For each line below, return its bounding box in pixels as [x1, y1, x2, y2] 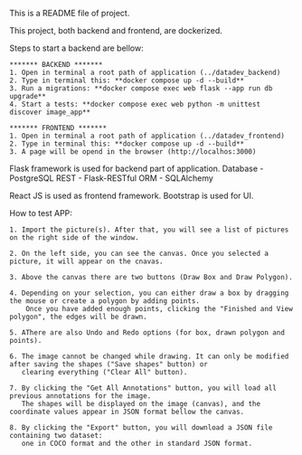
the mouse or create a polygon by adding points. [9, 297, 201, 306]
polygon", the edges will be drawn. [9, 312, 147, 321]
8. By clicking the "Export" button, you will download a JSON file [9, 423, 273, 432]
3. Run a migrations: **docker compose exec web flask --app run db [9, 84, 273, 93]
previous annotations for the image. [9, 392, 152, 401]
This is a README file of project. [9, 8, 130, 18]
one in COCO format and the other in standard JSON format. [21, 439, 253, 448]
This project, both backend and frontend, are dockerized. [9, 25, 223, 35]
